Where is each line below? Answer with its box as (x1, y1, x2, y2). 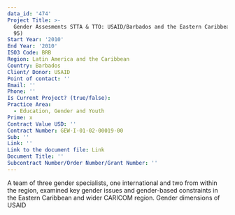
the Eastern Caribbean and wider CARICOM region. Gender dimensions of (7, 193, 220, 202)
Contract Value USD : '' (7, 120, 77, 128)
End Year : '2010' (7, 43, 58, 50)
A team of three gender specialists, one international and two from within (7, 179, 218, 187)
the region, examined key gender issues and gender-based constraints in (7, 186, 218, 194)
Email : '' (7, 82, 36, 89)
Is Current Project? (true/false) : (7, 95, 111, 102)
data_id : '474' (7, 10, 52, 17)
